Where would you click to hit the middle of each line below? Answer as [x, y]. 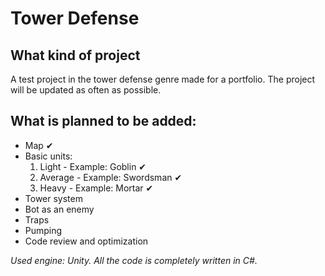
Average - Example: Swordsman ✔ [111, 177]
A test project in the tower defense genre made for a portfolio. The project [163, 79]
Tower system [53, 198]
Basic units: [48, 156]
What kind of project [75, 55]
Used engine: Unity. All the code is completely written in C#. [134, 260]
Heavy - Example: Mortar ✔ [96, 188]
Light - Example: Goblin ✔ [93, 166]
